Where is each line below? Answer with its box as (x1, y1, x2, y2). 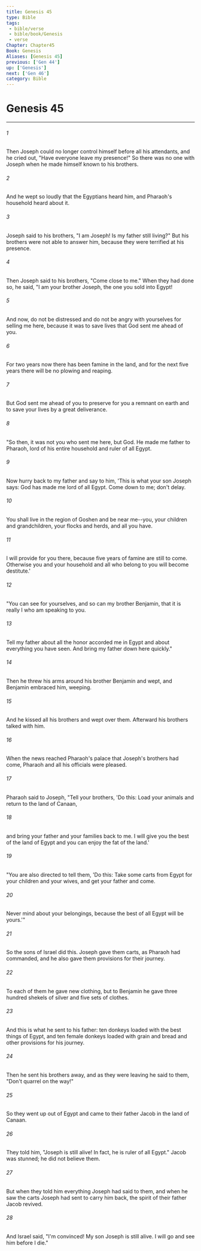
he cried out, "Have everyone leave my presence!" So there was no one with (6, 154, 195, 162)
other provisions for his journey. (6, 1039, 85, 1046)
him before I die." (6, 1239, 49, 1246)
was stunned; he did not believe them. (6, 1155, 100, 1163)
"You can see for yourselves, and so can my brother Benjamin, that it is (6, 600, 181, 607)
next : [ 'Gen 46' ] (6, 70, 50, 76)
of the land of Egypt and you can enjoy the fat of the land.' (6, 839, 150, 846)
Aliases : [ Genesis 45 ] (6, 53, 63, 59)
